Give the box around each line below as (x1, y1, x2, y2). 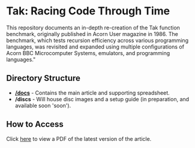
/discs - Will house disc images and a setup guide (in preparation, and (14, 95, 190, 102)
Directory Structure (6, 73, 81, 83)
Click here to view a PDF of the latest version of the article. (6, 135, 152, 142)
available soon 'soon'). (14, 102, 71, 109)
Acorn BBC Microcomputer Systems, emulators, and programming (6, 49, 170, 56)
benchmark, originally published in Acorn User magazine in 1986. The (6, 30, 178, 37)
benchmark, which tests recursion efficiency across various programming (6, 37, 189, 44)
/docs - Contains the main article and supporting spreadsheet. (14, 89, 170, 96)
